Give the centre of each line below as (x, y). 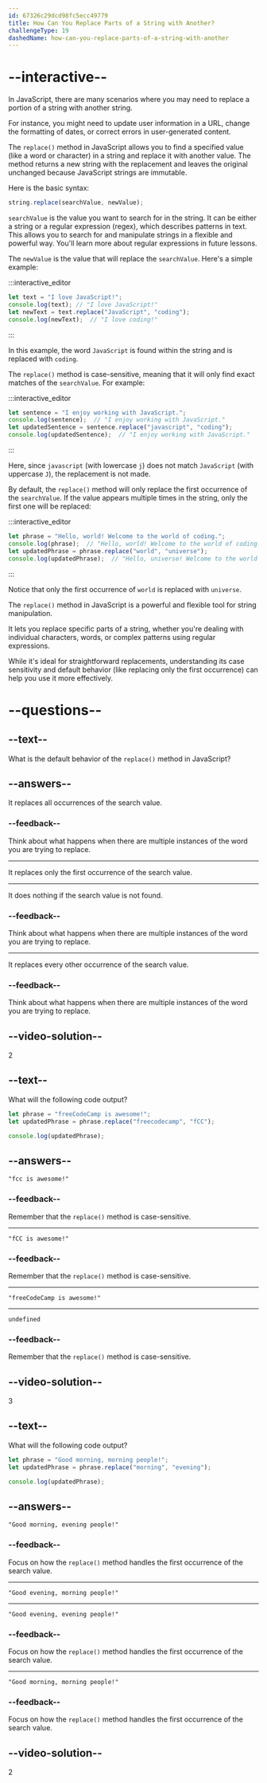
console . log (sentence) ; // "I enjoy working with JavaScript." (117, 420)
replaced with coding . (43, 359)
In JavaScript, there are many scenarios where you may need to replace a (129, 100)
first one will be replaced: (50, 506)
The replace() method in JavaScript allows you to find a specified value (126, 147)
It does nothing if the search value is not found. (85, 895)
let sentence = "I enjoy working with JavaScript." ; (97, 412)
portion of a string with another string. (70, 108)
